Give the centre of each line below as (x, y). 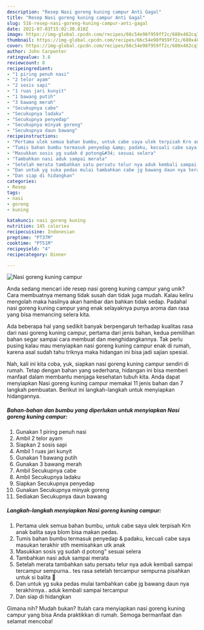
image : (15, 35)
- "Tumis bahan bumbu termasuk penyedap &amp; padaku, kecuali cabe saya (102, 147)
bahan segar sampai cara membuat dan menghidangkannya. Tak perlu (95, 339)
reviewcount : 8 (26, 63)
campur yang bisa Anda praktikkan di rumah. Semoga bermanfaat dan (94, 615)
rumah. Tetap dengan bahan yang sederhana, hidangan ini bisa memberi (97, 371)
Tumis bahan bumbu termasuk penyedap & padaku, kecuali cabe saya (103, 539)
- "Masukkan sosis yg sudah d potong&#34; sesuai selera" (81, 153)
